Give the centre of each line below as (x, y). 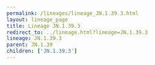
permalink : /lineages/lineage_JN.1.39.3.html (72, 13)
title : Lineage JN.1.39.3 (43, 26)
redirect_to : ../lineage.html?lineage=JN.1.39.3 (77, 32)
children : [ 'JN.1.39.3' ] (42, 51)
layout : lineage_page (37, 20)
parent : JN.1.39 (29, 45)
